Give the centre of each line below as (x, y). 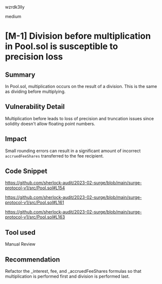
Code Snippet (26, 171)
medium (13, 16)
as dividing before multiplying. (35, 91)
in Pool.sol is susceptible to (62, 46)
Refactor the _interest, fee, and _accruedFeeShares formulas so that (73, 271)
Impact (16, 139)
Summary (20, 75)
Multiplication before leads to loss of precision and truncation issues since (80, 118)
